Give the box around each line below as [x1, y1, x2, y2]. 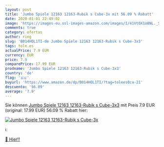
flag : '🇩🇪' [5, 75, 29, 80]
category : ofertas [5, 30, 42, 35]
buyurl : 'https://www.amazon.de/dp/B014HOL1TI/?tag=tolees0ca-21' [5, 80, 143, 84]
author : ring [5, 35, 32, 40]
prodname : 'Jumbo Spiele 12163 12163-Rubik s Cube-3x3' [5, 66, 121, 71]
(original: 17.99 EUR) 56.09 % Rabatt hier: [5, 107, 88, 113]
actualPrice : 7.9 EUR [5, 48, 49, 53]
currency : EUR [5, 52, 34, 58]
